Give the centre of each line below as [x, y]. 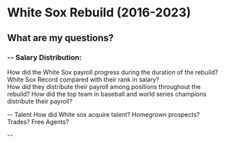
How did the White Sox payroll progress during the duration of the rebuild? [112, 72]
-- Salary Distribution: [45, 57]
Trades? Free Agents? [38, 122]
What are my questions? [61, 38]
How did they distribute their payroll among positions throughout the [104, 86]
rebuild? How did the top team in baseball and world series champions [107, 94]
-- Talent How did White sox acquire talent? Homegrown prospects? [104, 114]
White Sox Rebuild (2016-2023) [99, 13]
